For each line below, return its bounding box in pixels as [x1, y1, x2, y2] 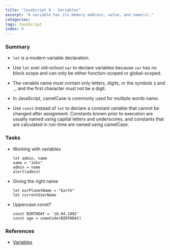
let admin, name [12, 156, 47, 161]
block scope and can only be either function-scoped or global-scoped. [12, 70, 162, 77]
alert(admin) [12, 169, 41, 174]
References [5, 228, 35, 235]
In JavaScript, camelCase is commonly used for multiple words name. [12, 95, 159, 102]
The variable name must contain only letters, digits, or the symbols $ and [12, 80, 165, 86]
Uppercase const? [12, 201, 51, 207]
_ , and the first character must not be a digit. [12, 85, 106, 92]
